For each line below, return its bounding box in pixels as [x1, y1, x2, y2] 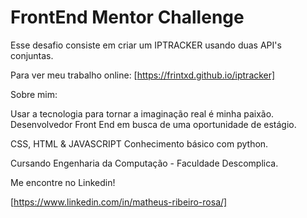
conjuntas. [10, 49, 54, 61]
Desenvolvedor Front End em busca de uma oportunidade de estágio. [10, 118, 297, 130]
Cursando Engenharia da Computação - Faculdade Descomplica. [10, 157, 279, 169]
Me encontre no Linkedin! [10, 176, 116, 188]
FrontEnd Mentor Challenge [10, 6, 245, 29]
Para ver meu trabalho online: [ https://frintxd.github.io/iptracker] [10, 69, 276, 81]
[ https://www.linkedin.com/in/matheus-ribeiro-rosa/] [10, 196, 228, 208]
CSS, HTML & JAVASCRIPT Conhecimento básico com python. [10, 137, 269, 150]
